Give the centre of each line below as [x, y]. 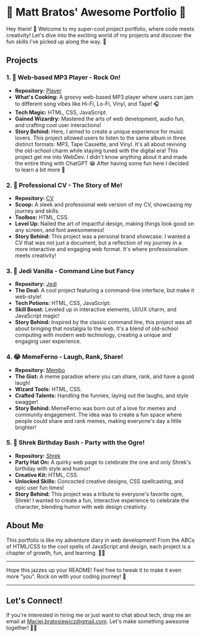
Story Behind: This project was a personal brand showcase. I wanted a [102, 236]
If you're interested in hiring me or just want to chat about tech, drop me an [99, 615]
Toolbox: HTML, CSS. [42, 217]
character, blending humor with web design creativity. [81, 506]
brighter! [25, 427]
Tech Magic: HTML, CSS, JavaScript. [61, 112]
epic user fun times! [39, 487]
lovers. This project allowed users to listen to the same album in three [100, 138]
